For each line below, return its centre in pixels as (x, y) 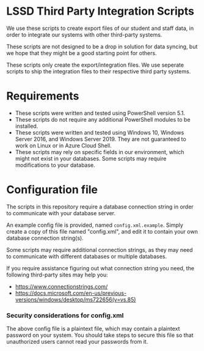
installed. (27, 126)
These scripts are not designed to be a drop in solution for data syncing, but (102, 46)
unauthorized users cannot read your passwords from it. (77, 342)
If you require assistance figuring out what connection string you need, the (100, 268)
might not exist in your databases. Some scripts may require (91, 158)
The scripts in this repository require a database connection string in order (100, 207)
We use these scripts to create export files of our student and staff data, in (100, 28)
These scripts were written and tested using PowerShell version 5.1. (100, 113)
